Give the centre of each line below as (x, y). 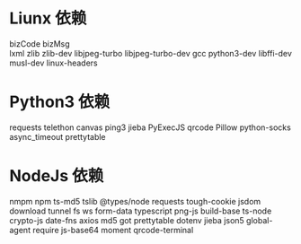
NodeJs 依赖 (57, 176)
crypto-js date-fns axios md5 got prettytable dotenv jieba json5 (127, 220)
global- (259, 220)
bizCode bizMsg (40, 44)
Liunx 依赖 (48, 18)
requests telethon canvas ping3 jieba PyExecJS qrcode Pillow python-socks (150, 127)
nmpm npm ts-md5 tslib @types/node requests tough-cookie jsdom (135, 201)
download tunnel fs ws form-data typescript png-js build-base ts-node (141, 211)
